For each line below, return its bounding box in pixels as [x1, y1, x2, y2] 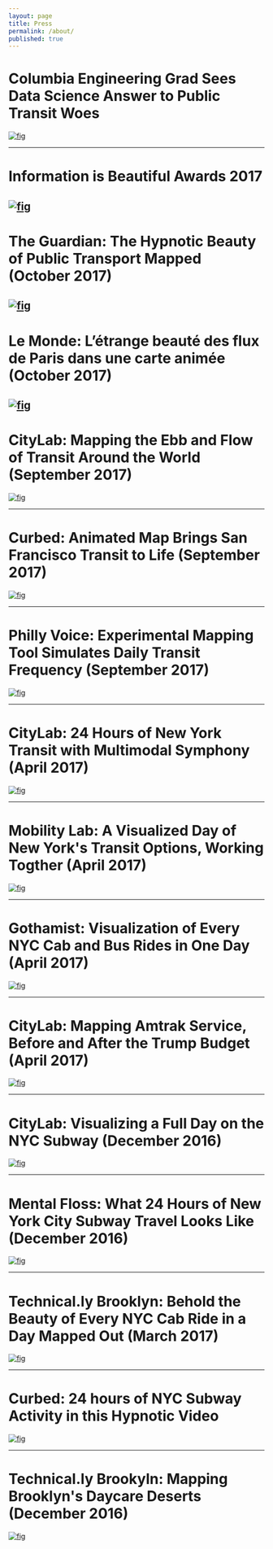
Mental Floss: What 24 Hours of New [8, 1194, 262, 1213]
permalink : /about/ [8, 27, 75, 35]
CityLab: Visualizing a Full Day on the [8, 1114, 265, 1132]
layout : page [8, 11, 53, 20]
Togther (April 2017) [8, 856, 147, 875]
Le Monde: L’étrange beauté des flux [8, 331, 260, 350]
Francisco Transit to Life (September [8, 546, 260, 565]
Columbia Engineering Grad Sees [8, 70, 236, 88]
